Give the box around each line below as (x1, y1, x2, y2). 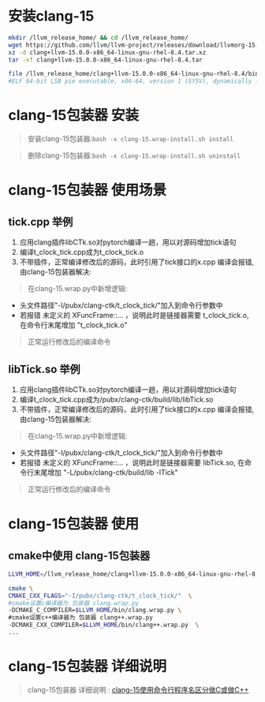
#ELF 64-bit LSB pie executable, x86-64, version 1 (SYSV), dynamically (8, 77, 252, 85)
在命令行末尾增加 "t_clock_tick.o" (19, 320, 128, 330)
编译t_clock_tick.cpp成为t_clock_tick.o (19, 248, 144, 257)
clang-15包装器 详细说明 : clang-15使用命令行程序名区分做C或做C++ (27, 685, 249, 694)
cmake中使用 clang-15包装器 (8, 549, 151, 562)
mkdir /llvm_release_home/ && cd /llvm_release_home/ (8, 33, 189, 42)
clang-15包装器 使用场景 (8, 181, 167, 200)
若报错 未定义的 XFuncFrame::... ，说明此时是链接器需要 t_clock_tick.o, (19, 311, 249, 320)
